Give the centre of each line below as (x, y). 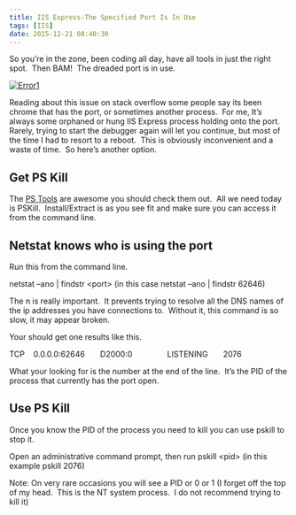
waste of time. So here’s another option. (83, 150)
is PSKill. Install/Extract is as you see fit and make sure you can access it (143, 208)
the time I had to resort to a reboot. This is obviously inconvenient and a (141, 140)
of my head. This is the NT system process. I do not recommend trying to (145, 492)
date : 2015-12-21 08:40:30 (59, 34)
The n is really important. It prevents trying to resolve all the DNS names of (146, 301)
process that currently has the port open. (84, 380)
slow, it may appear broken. (60, 320)
